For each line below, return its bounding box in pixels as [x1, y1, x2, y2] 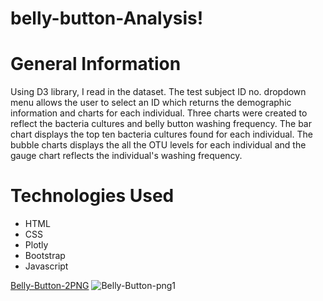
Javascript [24, 260, 69, 272]
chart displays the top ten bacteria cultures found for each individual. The [10, 128, 313, 141]
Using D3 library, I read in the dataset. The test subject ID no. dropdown [10, 86, 307, 98]
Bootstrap [24, 250, 66, 262]
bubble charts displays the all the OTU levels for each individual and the [10, 139, 307, 151]
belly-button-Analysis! [10, 7, 204, 30]
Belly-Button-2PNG [10, 280, 90, 292]
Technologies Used [10, 185, 175, 207]
